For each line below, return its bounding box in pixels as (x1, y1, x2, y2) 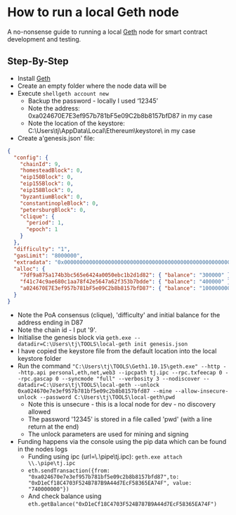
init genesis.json (133, 341, 188, 348)
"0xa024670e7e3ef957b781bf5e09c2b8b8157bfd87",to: (27, 473, 180, 481)
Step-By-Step (7, 56, 69, 68)
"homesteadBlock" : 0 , (20, 167, 83, 174)
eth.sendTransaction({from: (27, 467, 110, 474)
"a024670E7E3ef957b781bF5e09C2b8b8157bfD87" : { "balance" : (20, 285, 197, 292)
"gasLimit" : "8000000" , (13, 252, 83, 259)
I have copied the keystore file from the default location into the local (17, 346, 217, 355)
